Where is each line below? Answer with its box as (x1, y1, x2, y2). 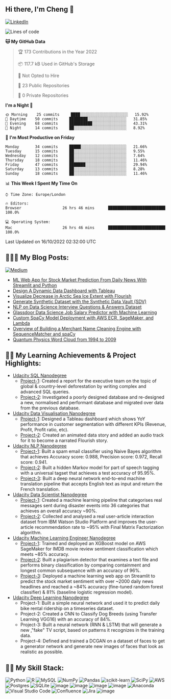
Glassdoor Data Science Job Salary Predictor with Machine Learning (12, 309, 157, 315)
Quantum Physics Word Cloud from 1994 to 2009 (12, 336, 116, 342)
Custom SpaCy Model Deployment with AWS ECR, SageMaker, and (12, 315, 154, 321)
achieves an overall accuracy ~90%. (20, 508, 97, 514)
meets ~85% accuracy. (20, 551, 70, 557)
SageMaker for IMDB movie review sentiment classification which (20, 546, 158, 552)
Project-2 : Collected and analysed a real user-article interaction (20, 513, 154, 520)
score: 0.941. (20, 459, 48, 465)
